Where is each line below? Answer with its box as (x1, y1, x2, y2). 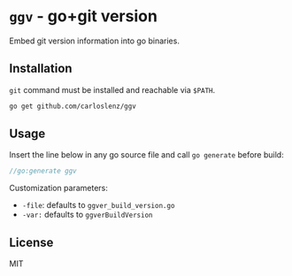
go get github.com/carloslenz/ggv (9, 102, 137, 111)
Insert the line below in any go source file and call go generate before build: (9, 149, 285, 160)
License (9, 234, 54, 249)
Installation (9, 61, 73, 76)
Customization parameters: (9, 183, 108, 194)
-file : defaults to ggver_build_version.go (21, 200, 175, 211)
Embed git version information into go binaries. (9, 35, 180, 46)
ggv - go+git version (9, 6, 158, 27)
